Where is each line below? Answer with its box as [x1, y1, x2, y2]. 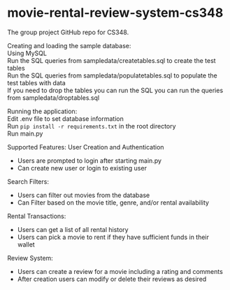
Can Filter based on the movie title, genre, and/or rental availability [17, 198, 210, 207]
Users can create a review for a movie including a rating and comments [17, 267, 224, 275]
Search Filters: [7, 177, 49, 186]
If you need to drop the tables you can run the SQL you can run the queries [7, 86, 224, 94]
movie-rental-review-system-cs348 [7, 5, 224, 21]
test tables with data [7, 78, 66, 87]
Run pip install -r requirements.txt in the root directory [7, 122, 176, 130]
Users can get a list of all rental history [17, 225, 129, 233]
